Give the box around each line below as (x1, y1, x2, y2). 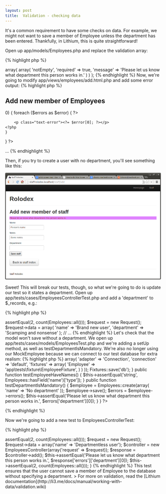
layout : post (5, 8, 32, 13)
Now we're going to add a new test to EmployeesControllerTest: (5, 417, 135, 423)
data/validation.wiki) (5, 484, 46, 490)
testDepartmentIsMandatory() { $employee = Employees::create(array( (5, 382, 150, 388)
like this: (5, 163, 22, 169)
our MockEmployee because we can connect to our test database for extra (5, 351, 158, 357)
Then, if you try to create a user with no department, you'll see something (5, 158, 155, 164)
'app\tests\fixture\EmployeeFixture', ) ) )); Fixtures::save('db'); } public (5, 366, 147, 372)
